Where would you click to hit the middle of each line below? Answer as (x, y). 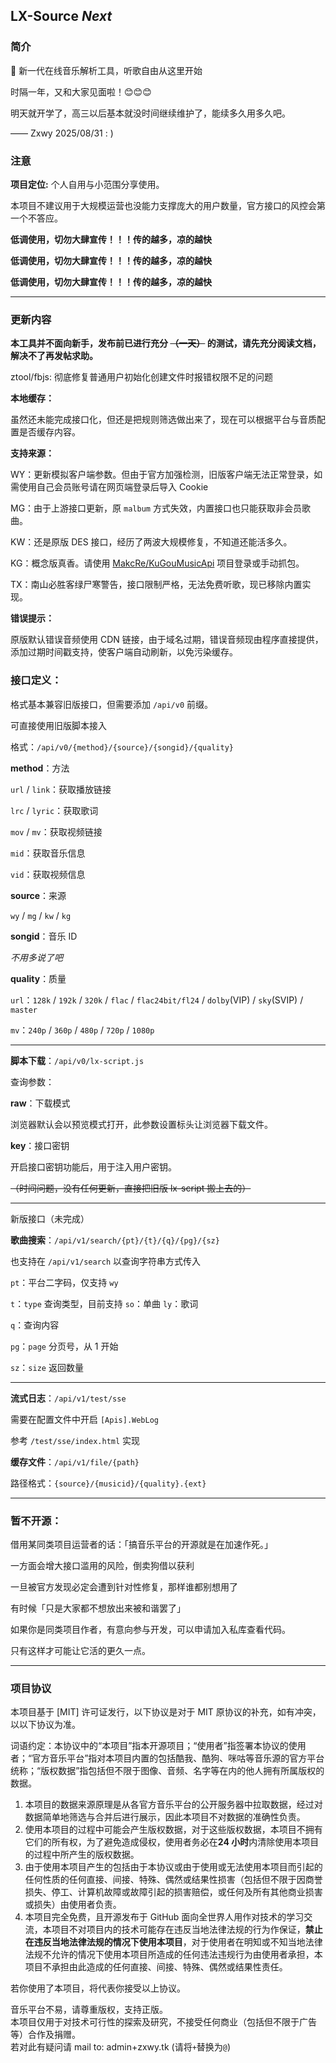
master (24, 1010)
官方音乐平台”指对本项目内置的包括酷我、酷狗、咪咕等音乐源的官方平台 (178, 1758)
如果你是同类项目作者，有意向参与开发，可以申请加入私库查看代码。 (150, 1629)
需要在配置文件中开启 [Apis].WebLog (85, 1419)
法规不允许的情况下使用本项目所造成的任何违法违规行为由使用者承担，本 (173, 1955)
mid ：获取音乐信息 (48, 853)
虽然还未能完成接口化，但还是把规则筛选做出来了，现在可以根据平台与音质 (163, 420)
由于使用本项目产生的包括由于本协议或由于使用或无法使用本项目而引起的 (173, 1867)
